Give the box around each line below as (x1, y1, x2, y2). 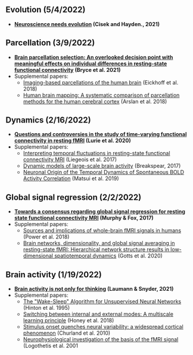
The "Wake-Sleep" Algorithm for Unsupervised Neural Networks (23, 298, 182, 305)
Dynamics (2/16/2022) (5, 115, 91, 125)
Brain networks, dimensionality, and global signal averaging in (23, 240, 175, 247)
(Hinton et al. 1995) (23, 304, 70, 312)
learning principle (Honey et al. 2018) (23, 317, 114, 324)
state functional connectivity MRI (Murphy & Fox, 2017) (14, 214, 154, 222)
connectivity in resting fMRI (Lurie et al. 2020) (14, 137, 132, 144)
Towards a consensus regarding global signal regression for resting (14, 208, 185, 215)
